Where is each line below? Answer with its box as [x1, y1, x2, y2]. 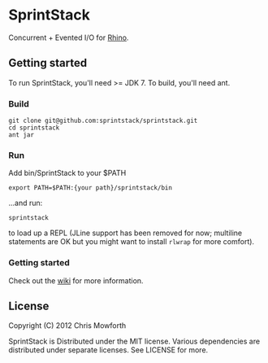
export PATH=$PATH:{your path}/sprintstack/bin [8, 184, 173, 192]
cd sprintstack [8, 124, 60, 132]
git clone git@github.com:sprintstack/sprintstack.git [8, 116, 198, 125]
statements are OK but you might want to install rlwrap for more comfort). [8, 237, 254, 247]
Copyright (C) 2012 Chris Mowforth [8, 321, 127, 330]
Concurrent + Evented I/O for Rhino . [8, 33, 129, 42]
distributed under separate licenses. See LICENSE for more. [8, 345, 209, 355]
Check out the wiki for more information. [8, 275, 144, 286]
